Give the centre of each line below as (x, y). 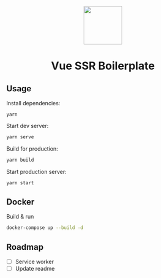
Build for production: (32, 148)
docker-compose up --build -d (45, 228)
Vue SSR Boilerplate (103, 66)
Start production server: (37, 171)
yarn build (20, 160)
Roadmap (25, 247)
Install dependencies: (33, 103)
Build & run (20, 217)
